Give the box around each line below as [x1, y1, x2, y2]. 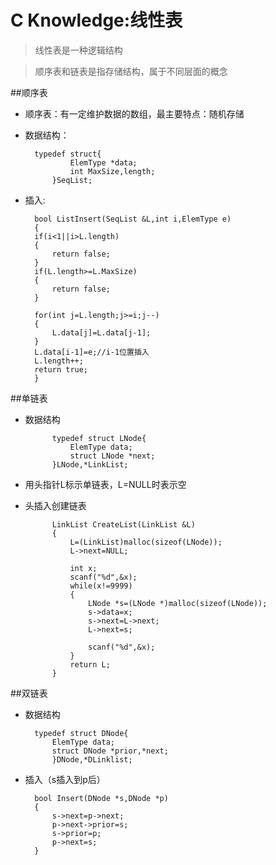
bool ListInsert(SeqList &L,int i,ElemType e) [34, 214, 232, 224]
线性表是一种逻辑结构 [34, 44, 123, 56]
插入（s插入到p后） [24, 773, 106, 785]
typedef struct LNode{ [51, 433, 147, 443]
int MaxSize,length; [69, 166, 156, 176]
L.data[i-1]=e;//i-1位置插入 [34, 347, 150, 357]
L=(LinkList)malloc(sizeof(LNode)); [69, 537, 223, 547]
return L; [69, 659, 111, 670]
